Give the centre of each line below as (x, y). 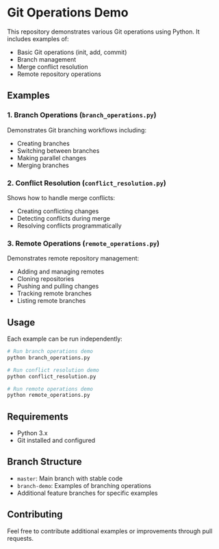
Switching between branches (58, 150)
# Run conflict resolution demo (53, 370)
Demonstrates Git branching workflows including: (77, 130)
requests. (21, 538)
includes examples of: (38, 38)
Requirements (38, 416)
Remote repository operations (59, 74)
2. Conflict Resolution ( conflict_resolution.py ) (87, 183)
